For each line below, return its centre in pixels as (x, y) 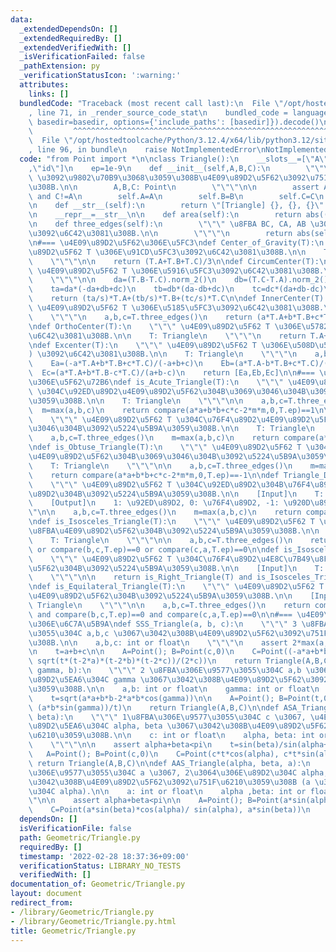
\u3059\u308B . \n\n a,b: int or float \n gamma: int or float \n (174, 689)
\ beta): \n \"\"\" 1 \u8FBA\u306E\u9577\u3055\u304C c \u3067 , (167, 717)
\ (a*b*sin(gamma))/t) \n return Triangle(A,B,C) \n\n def (154, 707)
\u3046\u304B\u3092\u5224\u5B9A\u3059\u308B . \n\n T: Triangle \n (171, 429)
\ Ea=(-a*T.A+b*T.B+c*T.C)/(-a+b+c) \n (115, 364)
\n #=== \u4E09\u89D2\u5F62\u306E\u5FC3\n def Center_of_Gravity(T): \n (176, 242)
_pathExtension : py (60, 66)
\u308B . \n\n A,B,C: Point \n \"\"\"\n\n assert (174, 187)
